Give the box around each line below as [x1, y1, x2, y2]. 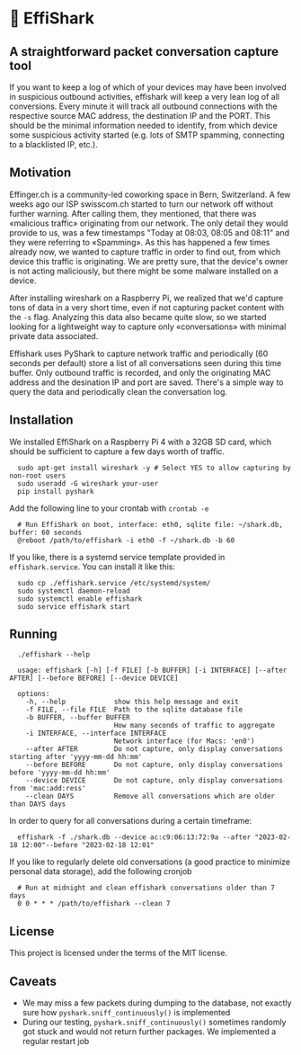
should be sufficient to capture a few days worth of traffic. [9, 445, 226, 457]
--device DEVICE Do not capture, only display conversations [25, 776, 283, 785]
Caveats [9, 973, 57, 988]
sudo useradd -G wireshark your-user [17, 478, 159, 488]
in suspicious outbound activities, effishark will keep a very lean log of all [9, 92, 280, 102]
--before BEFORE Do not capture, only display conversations [25, 760, 283, 770]
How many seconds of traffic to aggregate [113, 721, 276, 730]
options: [17, 690, 50, 699]
